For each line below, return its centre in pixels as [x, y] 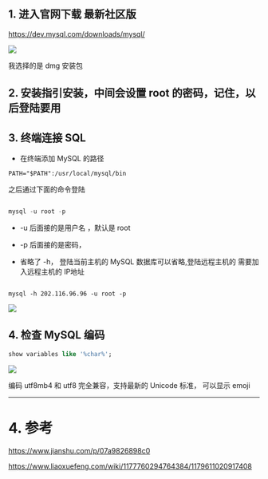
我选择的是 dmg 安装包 [46, 65]
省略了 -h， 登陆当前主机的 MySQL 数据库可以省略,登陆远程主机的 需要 [136, 261]
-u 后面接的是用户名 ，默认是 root [75, 228]
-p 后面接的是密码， [53, 244]
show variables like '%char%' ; [60, 354]
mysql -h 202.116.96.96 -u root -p [67, 294]
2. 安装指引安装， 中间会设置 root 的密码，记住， [127, 93]
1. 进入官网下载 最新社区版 [73, 14]
